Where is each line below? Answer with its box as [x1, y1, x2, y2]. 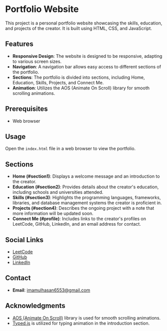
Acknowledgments [5, 302, 66, 310]
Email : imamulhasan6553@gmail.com [12, 287, 90, 293]
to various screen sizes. [12, 58, 61, 64]
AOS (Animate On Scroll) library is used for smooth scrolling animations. [12, 315, 161, 321]
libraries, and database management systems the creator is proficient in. [12, 200, 162, 206]
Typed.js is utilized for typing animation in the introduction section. [12, 320, 150, 326]
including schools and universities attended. [12, 189, 103, 195]
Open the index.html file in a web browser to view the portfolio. [5, 146, 136, 152]
